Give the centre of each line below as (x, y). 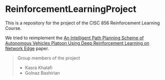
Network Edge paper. (27, 48)
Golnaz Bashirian (42, 73)
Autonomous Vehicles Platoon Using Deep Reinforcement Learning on (77, 43)
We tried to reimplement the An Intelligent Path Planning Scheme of (74, 38)
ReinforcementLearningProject (71, 9)
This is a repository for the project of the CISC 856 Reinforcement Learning (82, 23)
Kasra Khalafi (38, 68)
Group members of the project (49, 58)
